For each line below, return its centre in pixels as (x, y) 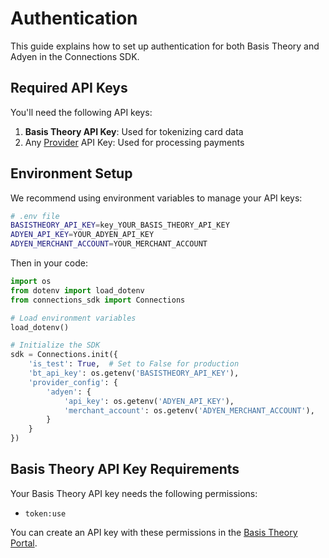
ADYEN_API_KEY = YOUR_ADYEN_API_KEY (82, 235)
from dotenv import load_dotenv (77, 290)
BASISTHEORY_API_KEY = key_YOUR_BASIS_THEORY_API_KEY (120, 225)
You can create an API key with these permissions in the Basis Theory (154, 532)
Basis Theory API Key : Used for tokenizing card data (134, 131)
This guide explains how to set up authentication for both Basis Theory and (165, 46)
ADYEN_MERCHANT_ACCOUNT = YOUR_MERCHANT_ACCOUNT (109, 244)
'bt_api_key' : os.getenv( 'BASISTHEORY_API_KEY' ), (134, 373)
